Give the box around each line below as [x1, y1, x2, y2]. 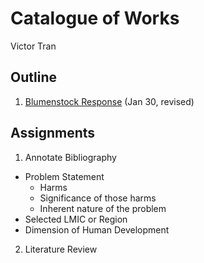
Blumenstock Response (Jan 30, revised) [24, 95, 195, 107]
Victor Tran [10, 40, 57, 52]
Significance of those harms [39, 192, 157, 204]
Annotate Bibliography [24, 151, 117, 163]
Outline [10, 69, 57, 86]
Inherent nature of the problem [39, 202, 167, 214]
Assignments [10, 125, 96, 142]
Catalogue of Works [10, 7, 180, 30]
